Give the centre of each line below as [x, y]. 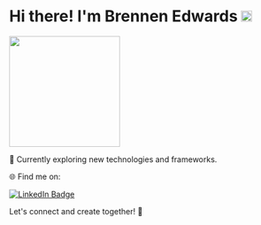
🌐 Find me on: [35, 176]
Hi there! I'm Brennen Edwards [123, 16]
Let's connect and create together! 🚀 [76, 211]
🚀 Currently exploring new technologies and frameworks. [113, 159]
